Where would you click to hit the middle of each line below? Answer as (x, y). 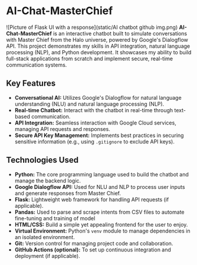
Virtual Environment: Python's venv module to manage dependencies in (102, 231)
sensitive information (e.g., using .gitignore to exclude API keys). (95, 141)
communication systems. (37, 65)
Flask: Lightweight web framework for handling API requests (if (92, 199)
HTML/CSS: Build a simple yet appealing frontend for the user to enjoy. (101, 224)
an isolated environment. (45, 237)
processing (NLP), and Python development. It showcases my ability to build (99, 52)
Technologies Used (42, 160)
